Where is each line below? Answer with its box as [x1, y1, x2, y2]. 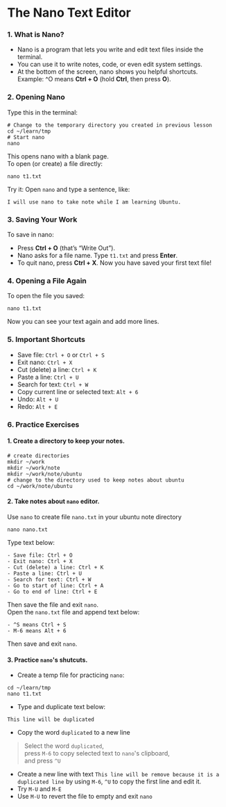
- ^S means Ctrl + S [7, 621, 67, 628]
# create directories [7, 452, 70, 459]
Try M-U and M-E [17, 785, 62, 793]
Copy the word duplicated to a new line [17, 728, 130, 737]
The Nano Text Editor [7, 5, 132, 21]
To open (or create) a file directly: [7, 159, 103, 168]
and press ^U [24, 756, 61, 765]
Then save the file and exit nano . [7, 601, 99, 609]
